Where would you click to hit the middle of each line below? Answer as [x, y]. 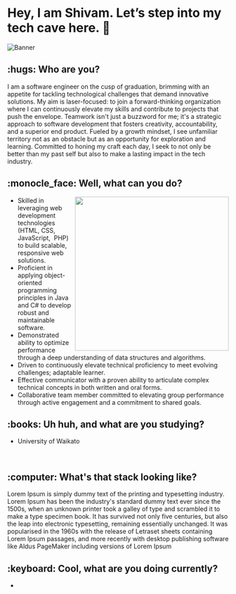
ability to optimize [43, 342]
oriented [29, 282]
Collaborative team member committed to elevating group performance [121, 395]
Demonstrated [38, 335]
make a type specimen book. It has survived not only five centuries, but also [118, 517]
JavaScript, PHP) [43, 238]
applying [30, 275]
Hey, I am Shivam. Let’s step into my [114, 13]
